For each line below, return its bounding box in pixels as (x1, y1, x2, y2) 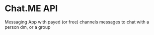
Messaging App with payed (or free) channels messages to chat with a (4, 19, 150, 25)
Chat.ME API (4, 3, 58, 14)
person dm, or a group (4, 24, 51, 30)
